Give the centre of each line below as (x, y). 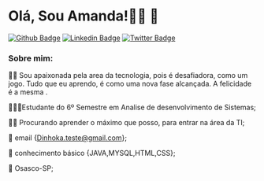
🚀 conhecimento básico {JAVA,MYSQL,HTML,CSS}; (92, 153)
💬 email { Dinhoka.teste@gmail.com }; (68, 138)
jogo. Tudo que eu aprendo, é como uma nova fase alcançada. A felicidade (130, 84)
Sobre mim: (31, 58)
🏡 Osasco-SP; (31, 168)
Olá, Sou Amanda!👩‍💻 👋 (84, 16)
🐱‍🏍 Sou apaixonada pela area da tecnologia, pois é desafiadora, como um (128, 76)
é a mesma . (28, 92)
